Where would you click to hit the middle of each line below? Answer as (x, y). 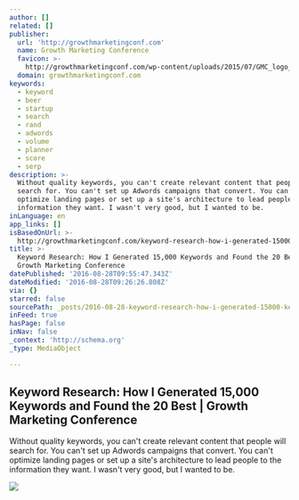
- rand (29, 125)
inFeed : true (33, 315)
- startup (35, 109)
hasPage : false (37, 324)
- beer (29, 100)
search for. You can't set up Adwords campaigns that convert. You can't (141, 451)
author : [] (29, 17)
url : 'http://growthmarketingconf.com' (91, 42)
